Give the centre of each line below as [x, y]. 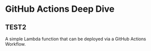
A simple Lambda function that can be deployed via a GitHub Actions [76, 39]
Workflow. [15, 44]
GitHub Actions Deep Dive [60, 9]
